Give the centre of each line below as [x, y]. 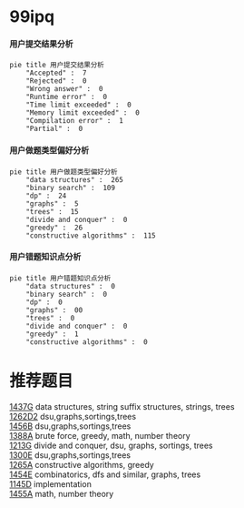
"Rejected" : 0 [57, 81]
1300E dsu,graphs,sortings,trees [70, 455]
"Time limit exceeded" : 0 [78, 105]
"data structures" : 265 [75, 179]
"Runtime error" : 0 [66, 97]
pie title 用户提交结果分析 [57, 66]
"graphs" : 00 [54, 310]
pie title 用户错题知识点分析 [60, 278]
